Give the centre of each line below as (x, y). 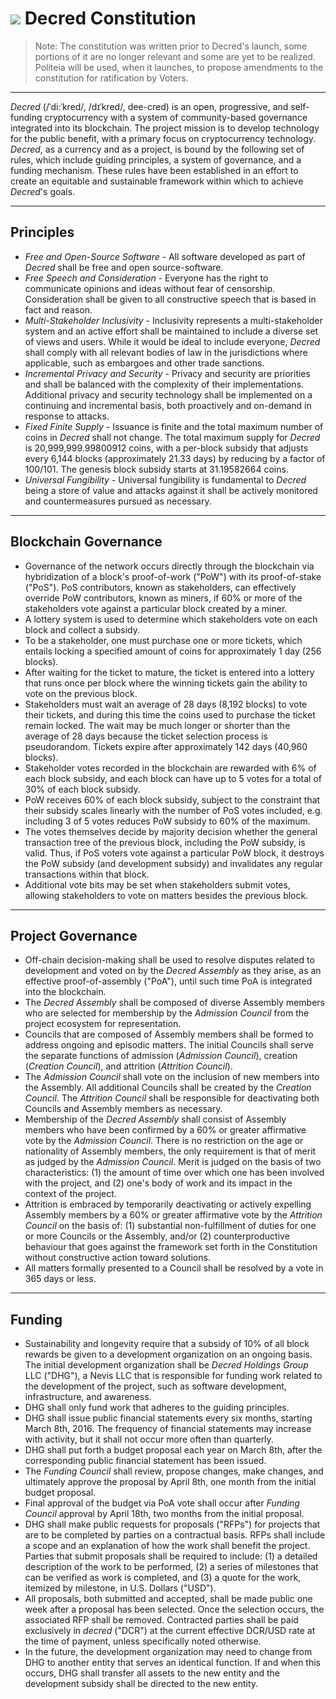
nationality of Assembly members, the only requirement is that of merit (170, 1151)
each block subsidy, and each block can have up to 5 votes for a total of (173, 778)
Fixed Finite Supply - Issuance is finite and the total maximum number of (174, 426)
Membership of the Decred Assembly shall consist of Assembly (155, 1119)
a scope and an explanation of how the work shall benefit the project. (167, 1546)
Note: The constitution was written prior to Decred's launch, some (171, 46)
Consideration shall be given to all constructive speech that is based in (170, 299)
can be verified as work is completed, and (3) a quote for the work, (163, 1578)
